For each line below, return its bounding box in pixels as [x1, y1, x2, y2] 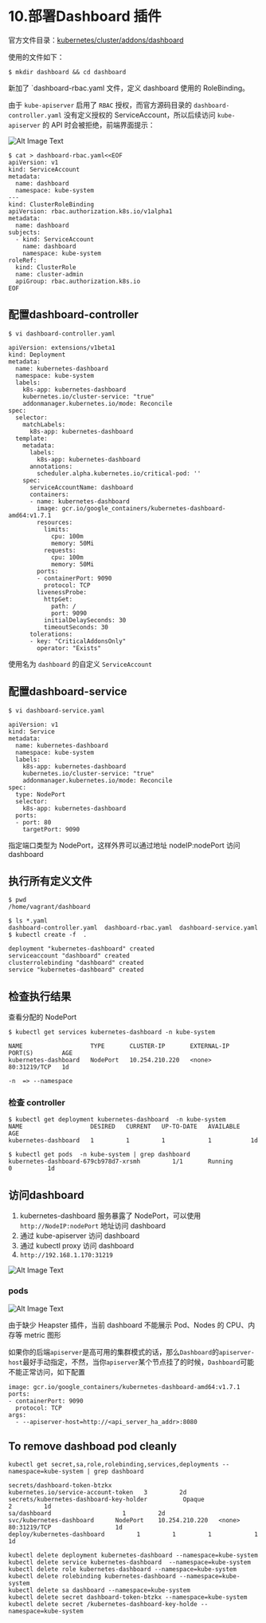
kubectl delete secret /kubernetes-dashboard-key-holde [8, 1601, 198, 1609]
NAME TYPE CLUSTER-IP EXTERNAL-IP [8, 1042, 229, 1050]
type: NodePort [15, 790, 66, 799]
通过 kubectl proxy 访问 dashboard [19, 1241, 135, 1251]
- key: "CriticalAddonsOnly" [29, 637, 127, 645]
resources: [37, 518, 73, 526]
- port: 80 [15, 818, 52, 827]
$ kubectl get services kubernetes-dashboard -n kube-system [8, 1028, 216, 1037]
